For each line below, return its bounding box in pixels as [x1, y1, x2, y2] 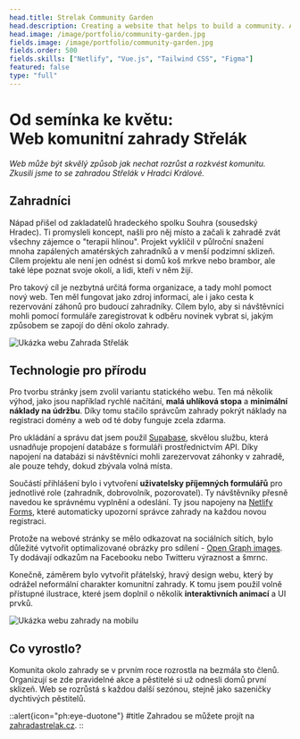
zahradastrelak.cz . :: [9, 720, 85, 731]
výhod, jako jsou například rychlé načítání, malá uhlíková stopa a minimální [9, 396, 288, 407]
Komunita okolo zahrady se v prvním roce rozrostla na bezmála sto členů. [9, 665, 279, 676]
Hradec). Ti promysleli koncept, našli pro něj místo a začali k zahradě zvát [9, 227, 281, 237]
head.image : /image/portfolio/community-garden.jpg [9, 29, 205, 38]
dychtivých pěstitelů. [9, 693, 87, 704]
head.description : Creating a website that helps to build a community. [9, 21, 286, 30]
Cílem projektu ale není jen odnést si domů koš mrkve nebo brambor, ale [9, 255, 276, 266]
